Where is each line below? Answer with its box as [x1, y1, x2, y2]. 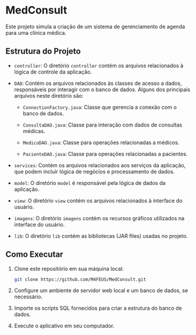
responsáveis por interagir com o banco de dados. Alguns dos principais [14, 86, 191, 93]
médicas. [22, 127, 45, 134]
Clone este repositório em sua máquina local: [14, 265, 124, 272]
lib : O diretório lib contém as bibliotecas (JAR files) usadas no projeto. [14, 232, 188, 239]
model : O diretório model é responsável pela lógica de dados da [14, 179, 166, 186]
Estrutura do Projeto [5, 47, 81, 57]
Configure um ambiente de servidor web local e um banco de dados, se [14, 287, 188, 294]
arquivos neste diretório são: [14, 92, 84, 99]
